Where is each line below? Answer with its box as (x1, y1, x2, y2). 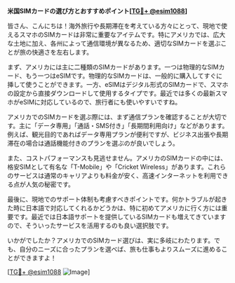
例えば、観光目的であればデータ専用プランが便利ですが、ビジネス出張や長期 (7, 130, 229, 139)
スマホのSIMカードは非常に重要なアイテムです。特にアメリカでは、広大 (19, 31, 226, 39)
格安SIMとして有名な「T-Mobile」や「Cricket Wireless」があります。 (7, 163, 208, 171)
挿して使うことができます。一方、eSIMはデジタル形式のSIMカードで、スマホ (7, 81, 229, 88)
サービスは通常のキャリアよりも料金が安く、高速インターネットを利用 (13, 172, 216, 179)
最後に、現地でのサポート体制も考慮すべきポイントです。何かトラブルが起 (7, 195, 222, 203)
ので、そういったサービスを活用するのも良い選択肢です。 (7, 221, 173, 230)
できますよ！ (19, 254, 57, 262)
